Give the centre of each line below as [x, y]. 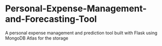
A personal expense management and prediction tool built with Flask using [81, 33]
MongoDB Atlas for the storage [37, 38]
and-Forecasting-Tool [51, 19]
